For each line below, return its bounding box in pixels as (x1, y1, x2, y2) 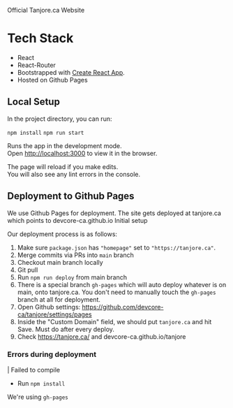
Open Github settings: (17, 303, 81, 311)
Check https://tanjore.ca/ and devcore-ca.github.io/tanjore (17, 332, 186, 341)
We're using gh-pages (7, 393, 68, 401)
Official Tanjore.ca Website (7, 6, 85, 14)
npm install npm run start (7, 129, 84, 136)
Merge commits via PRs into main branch (17, 251, 135, 259)
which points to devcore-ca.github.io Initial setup (7, 216, 148, 224)
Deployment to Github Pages (7, 190, 135, 202)
